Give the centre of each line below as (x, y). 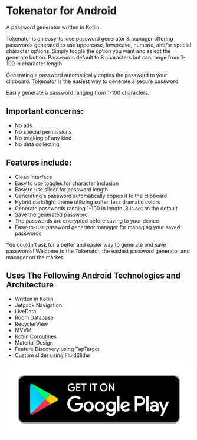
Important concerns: (45, 111)
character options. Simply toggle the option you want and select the (88, 51)
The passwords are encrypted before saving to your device (87, 221)
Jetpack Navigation (38, 305)
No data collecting (37, 144)
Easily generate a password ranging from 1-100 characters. (78, 92)
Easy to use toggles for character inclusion (67, 183)
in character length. (40, 64)
